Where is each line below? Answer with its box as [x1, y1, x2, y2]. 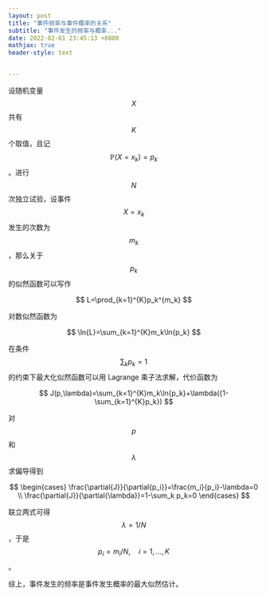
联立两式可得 [8, 507, 50, 516]
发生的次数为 [8, 222, 50, 232]
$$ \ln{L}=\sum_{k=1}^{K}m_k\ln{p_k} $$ [66, 328, 201, 337]
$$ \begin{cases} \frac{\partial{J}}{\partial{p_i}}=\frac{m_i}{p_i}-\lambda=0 [9, 482, 259, 491]
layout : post [8, 11, 52, 20]
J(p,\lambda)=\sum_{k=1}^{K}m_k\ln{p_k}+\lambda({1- [49, 388, 229, 398]
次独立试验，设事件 [8, 193, 72, 204]
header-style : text [8, 49, 73, 57]
